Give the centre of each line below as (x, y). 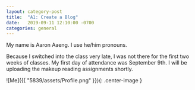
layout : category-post (34, 12)
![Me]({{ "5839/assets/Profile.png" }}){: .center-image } (74, 81)
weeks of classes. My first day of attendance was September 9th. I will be (97, 63)
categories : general (32, 28)
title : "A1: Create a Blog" (42, 17)
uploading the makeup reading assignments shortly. (70, 69)
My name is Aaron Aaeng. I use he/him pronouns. (67, 45)
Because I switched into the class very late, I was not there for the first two (97, 56)
